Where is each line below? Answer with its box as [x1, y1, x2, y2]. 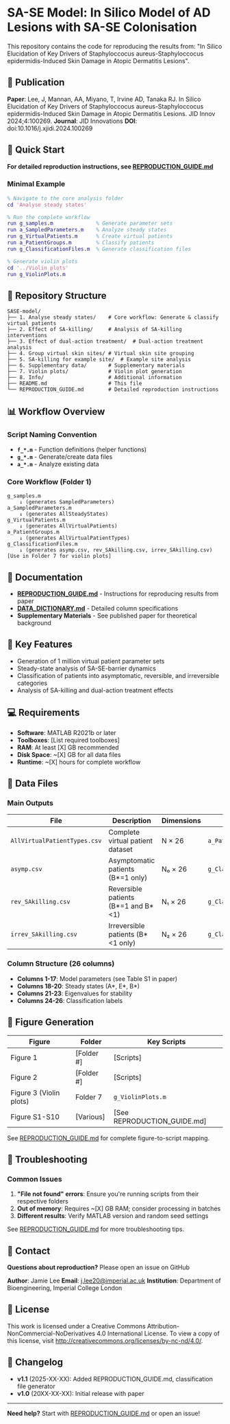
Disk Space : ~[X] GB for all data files [16, 750, 121, 758]
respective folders [16, 1197, 68, 1206]
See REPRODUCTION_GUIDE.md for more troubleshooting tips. [7, 1225, 185, 1234]
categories [16, 679, 48, 687]
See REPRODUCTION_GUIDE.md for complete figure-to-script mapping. [7, 1133, 210, 1142]
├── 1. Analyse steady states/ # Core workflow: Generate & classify [7, 314, 219, 321]
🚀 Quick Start [7, 144, 65, 156]
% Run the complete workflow [7, 214, 90, 221]
